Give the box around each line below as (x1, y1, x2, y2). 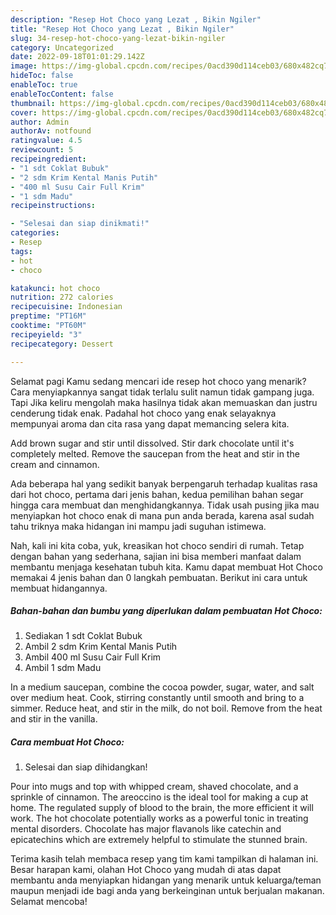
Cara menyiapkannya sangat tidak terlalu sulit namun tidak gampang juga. (10, 386, 315, 398)
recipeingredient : (10, 154, 87, 164)
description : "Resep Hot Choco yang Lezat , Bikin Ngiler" (10, 14, 262, 25)
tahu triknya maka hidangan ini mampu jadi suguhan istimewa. (10, 520, 267, 532)
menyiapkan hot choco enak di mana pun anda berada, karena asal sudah (10, 509, 315, 521)
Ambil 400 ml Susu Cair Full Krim (24, 651, 162, 663)
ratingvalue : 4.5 (10, 136, 83, 146)
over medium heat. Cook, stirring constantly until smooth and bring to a (10, 692, 305, 704)
